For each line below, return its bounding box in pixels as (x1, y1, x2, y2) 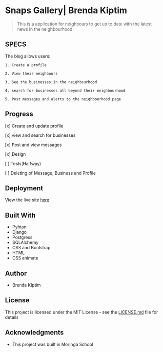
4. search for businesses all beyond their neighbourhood (5, 88, 125, 93)
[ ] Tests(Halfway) (5, 161, 41, 167)
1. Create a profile (5, 62, 47, 68)
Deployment (5, 184, 43, 192)
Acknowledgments (5, 329, 64, 337)
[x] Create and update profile (5, 123, 63, 129)
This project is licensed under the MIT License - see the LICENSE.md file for (5, 309, 158, 315)
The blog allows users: (5, 53, 51, 59)
